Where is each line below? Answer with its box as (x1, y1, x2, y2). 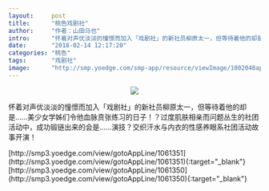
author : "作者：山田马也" (8, 26, 101, 35)
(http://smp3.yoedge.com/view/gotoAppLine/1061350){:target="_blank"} (8, 173, 248, 183)
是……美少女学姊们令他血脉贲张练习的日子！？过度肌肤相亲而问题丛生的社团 (8, 112, 259, 121)
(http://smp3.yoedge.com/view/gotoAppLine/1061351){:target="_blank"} (8, 156, 247, 166)
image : (8, 64, 30, 72)
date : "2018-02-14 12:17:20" (8, 42, 127, 50)
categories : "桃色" (8, 49, 71, 57)
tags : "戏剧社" (8, 57, 77, 65)
